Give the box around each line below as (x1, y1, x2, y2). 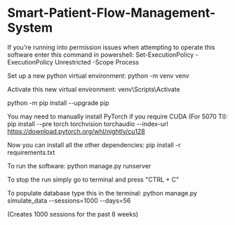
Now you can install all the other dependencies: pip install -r (7, 140, 181, 149)
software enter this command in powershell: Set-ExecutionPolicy (7, 50, 194, 59)
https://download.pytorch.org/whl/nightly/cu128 (7, 127, 146, 135)
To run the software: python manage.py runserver (7, 161, 152, 170)
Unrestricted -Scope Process (55, 57, 139, 66)
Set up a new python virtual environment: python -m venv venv (7, 71, 189, 80)
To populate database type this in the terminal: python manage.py (7, 189, 198, 197)
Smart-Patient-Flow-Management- (7, 5, 216, 21)
